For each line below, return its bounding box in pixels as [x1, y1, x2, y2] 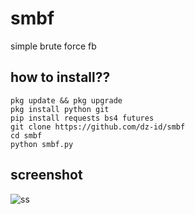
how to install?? [10, 69, 111, 86]
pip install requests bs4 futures [10, 113, 155, 123]
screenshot [10, 167, 83, 184]
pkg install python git [10, 104, 110, 114]
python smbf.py [10, 139, 74, 149]
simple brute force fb [10, 40, 97, 52]
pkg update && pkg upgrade [10, 95, 123, 106]
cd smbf [10, 130, 43, 141]
